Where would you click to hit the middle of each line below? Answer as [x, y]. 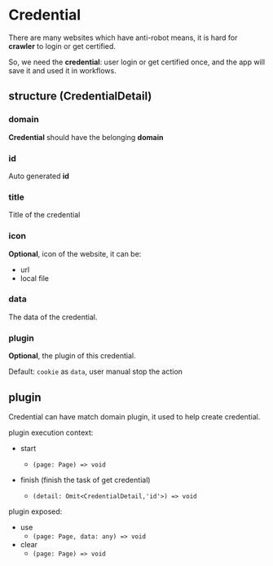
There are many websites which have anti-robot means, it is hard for [123, 37]
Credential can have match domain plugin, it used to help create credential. [134, 416]
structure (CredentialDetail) [80, 97]
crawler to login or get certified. [62, 46]
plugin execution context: [51, 432]
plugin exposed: [35, 511]
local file [35, 278]
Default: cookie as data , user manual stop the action [96, 371]
